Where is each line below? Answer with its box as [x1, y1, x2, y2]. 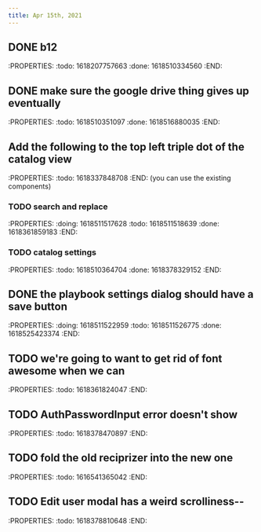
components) [8, 182, 52, 191]
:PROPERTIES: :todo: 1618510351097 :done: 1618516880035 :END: [8, 117, 221, 127]
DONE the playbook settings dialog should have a [8, 288, 254, 301]
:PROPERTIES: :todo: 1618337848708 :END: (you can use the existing [8, 174, 231, 183]
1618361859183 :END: [8, 227, 78, 237]
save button [8, 300, 68, 314]
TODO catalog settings [8, 247, 96, 258]
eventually [8, 96, 61, 110]
